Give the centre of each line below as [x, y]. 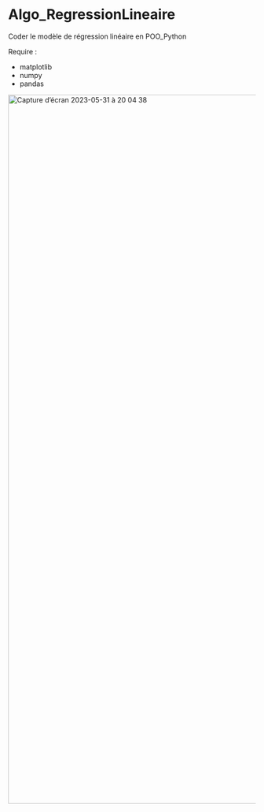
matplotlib [36, 67]
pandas [32, 84]
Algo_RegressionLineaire [92, 15]
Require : [23, 51]
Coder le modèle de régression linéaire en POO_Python [97, 36]
